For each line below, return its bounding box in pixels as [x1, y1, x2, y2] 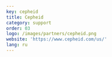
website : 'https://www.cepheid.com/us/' [6, 36, 108, 42]
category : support [6, 20, 52, 26]
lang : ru [6, 42, 28, 48]
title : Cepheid [6, 14, 44, 20]
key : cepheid [6, 8, 39, 15]
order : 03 [6, 25, 31, 31]
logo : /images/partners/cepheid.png [6, 31, 97, 37]
